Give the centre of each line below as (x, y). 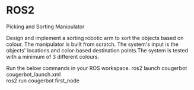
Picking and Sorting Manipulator (45, 26)
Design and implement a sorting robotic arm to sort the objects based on (95, 38)
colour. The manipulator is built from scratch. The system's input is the (93, 44)
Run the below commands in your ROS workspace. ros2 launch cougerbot (97, 68)
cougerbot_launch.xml (34, 74)
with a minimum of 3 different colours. (53, 56)
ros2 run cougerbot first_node (43, 81)
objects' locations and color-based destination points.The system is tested (97, 50)
